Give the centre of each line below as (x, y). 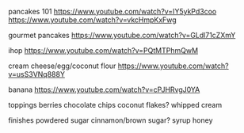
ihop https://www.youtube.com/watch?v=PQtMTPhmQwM (103, 50)
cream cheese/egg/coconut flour (62, 66)
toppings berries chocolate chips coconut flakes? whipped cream (115, 105)
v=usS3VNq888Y (37, 74)
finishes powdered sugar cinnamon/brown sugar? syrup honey (111, 120)
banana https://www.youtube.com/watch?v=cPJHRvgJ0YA (104, 89)
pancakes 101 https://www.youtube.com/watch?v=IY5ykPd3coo (112, 11)
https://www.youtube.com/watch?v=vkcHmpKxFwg (92, 20)
